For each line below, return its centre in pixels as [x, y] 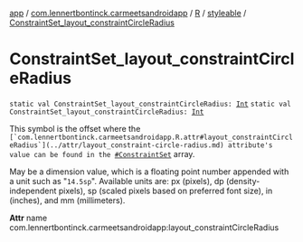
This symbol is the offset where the [75, 128]
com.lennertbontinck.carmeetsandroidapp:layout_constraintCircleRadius [144, 227]
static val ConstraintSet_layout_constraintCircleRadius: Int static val [150, 104]
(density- [243, 181]
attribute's [250, 145]
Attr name [28, 218]
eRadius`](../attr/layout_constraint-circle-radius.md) [117, 145]
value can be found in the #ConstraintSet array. [102, 154]
